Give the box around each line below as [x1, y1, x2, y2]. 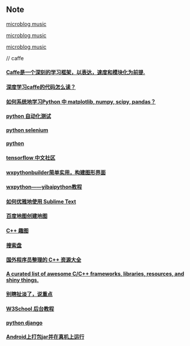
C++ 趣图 [6, 227, 29, 234]
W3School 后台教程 [6, 305, 54, 312]
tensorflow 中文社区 [6, 154, 56, 161]
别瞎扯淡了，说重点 [6, 291, 53, 298]
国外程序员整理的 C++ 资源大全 [6, 256, 81, 263]
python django [6, 319, 43, 326]
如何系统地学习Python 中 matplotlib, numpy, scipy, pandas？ [6, 98, 156, 105]
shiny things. [6, 276, 39, 284]
